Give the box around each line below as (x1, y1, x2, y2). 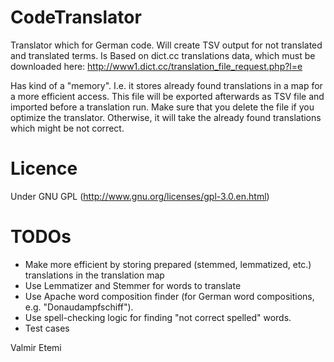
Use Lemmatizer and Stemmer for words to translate (24, 279, 242, 291)
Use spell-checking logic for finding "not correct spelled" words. (24, 311, 292, 323)
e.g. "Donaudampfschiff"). (24, 301, 134, 313)
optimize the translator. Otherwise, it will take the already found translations (10, 111, 322, 123)
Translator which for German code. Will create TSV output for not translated (10, 39, 323, 51)
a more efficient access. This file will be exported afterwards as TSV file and (10, 90, 325, 102)
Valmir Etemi (10, 341, 62, 353)
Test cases (24, 322, 70, 334)
